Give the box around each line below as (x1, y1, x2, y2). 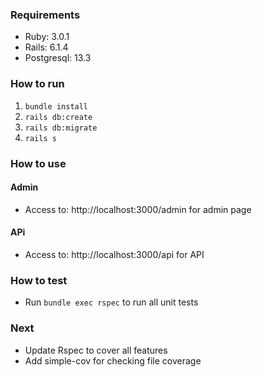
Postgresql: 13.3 (24, 52, 92, 64)
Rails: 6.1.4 (24, 41, 69, 53)
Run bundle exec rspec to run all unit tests (24, 296, 199, 308)
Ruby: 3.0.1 (24, 31, 70, 43)
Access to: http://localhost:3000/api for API (24, 248, 205, 260)
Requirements (10, 8, 81, 22)
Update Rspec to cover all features (24, 344, 168, 356)
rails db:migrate (24, 123, 98, 133)
